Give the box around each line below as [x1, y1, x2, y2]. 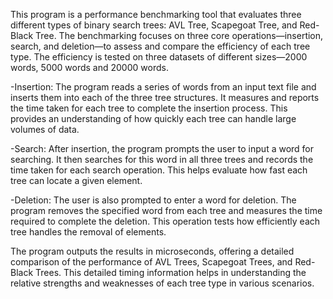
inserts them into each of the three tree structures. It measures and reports [10, 92, 320, 103]
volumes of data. [10, 124, 80, 135]
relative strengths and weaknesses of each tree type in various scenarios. [10, 277, 315, 289]
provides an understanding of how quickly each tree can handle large [10, 113, 297, 124]
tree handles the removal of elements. [10, 226, 167, 238]
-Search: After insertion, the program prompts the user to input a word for [10, 143, 315, 154]
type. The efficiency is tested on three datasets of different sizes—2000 [10, 51, 308, 63]
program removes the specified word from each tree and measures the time [10, 205, 323, 216]
